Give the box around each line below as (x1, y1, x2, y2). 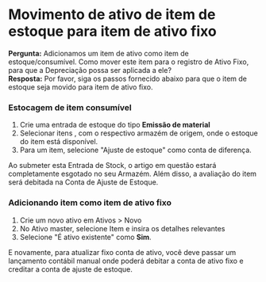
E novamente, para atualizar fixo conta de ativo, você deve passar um (8, 247, 237, 257)
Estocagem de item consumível (8, 101, 133, 112)
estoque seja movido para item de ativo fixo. (8, 82, 153, 92)
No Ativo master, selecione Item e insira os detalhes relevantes (19, 223, 226, 233)
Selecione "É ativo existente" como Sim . (19, 232, 152, 242)
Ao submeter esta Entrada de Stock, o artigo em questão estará (8, 161, 217, 170)
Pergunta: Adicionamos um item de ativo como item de (8, 48, 189, 58)
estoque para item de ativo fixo (8, 22, 217, 40)
